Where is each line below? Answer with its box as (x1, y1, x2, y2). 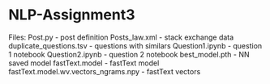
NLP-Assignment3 (8, 6, 135, 24)
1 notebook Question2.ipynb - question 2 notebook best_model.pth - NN (8, 49, 250, 59)
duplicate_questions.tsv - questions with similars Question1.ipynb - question (8, 40, 263, 50)
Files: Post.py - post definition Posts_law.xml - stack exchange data (8, 32, 234, 42)
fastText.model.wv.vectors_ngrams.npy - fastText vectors (8, 66, 201, 76)
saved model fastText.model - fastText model (8, 58, 160, 68)
